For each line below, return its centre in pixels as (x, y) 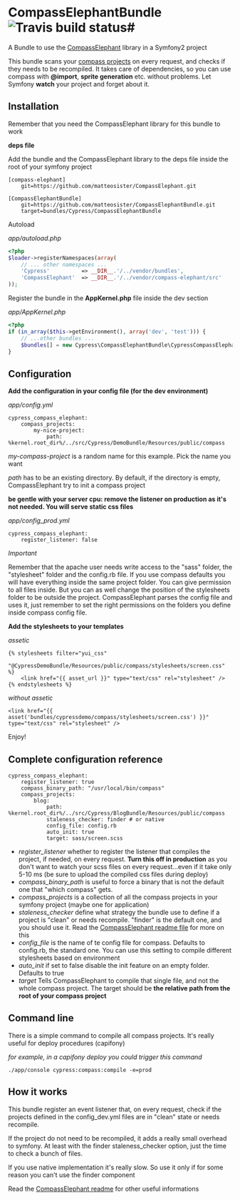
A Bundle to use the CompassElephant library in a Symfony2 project (108, 47)
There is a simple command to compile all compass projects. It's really (111, 1035)
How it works (38, 1092)
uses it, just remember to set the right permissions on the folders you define (119, 605)
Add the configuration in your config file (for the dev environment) (108, 391)
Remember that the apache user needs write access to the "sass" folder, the (120, 567)
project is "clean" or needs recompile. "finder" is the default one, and (120, 920)
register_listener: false (59, 540)
